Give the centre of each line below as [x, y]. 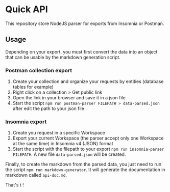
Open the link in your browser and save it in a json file [69, 98]
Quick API [27, 9]
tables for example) [33, 87]
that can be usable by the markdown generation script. [63, 57]
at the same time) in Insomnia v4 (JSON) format [63, 144]
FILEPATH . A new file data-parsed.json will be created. [69, 154]
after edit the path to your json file [48, 108]
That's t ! [15, 185]
